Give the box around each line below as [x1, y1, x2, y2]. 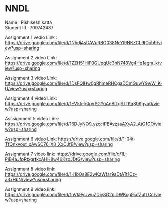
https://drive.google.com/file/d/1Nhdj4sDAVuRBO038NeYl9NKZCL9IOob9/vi [5, 39, 162, 45]
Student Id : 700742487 [5, 24, 54, 30]
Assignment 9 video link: [5, 186, 56, 192]
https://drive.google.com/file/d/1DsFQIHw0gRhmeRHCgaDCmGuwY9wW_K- [5, 80, 163, 86]
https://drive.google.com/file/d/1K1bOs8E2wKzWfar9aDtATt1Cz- [5, 171, 137, 177]
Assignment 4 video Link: [5, 95, 57, 101]
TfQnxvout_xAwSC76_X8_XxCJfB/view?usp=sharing [5, 141, 113, 147]
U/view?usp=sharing [5, 85, 48, 91]
